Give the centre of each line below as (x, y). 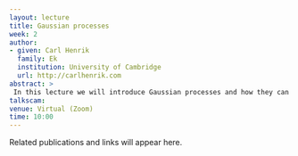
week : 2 (24, 34)
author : (24, 42)
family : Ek (37, 59)
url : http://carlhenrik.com (70, 76)
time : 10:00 (31, 117)
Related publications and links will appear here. (96, 143)
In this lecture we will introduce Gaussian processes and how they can (151, 92)
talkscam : (28, 100)
